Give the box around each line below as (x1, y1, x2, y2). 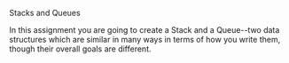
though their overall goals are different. (9, 43, 152, 54)
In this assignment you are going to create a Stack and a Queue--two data (9, 25, 280, 35)
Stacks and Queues (9, 8, 82, 18)
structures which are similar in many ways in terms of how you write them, (9, 35, 281, 44)
